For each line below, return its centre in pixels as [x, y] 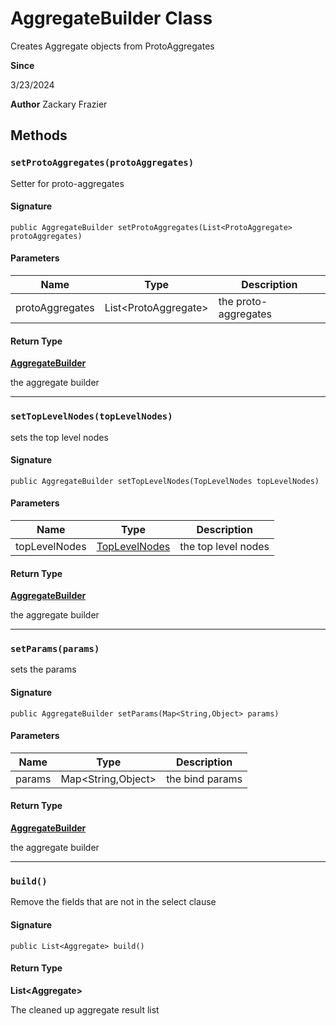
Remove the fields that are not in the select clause [113, 902]
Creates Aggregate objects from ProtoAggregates [112, 46]
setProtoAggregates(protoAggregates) [102, 163]
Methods [39, 135]
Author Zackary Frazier [59, 104]
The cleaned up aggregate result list [85, 1009]
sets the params [43, 669]
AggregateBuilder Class [111, 18]
